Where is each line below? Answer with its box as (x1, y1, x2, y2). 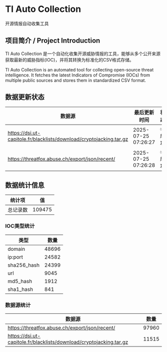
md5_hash (7, 278, 32, 284)
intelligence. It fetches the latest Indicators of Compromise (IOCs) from (5, 72, 151, 78)
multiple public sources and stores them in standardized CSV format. (5, 77, 147, 83)
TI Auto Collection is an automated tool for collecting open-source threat (5, 67, 154, 72)
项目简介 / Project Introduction (5, 36, 100, 45)
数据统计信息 (5, 181, 45, 189)
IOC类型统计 (5, 222, 35, 229)
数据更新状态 (5, 93, 45, 101)
